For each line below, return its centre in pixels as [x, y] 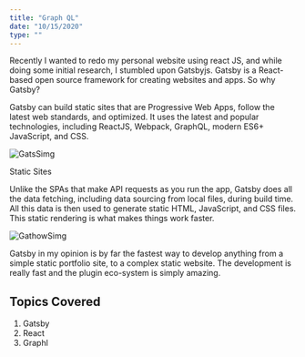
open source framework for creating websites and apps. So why [155, 80]
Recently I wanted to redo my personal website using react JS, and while [146, 61]
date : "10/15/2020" [46, 26]
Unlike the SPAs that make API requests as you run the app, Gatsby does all [151, 189]
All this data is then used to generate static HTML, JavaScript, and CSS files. [153, 209]
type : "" [26, 35]
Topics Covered [55, 301]
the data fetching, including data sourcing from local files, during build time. [152, 199]
